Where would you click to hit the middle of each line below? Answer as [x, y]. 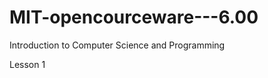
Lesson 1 [27, 64]
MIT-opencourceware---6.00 [134, 17]
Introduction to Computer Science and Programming [117, 45]
